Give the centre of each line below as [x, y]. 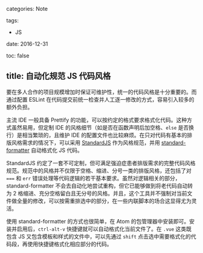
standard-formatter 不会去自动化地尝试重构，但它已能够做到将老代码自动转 [100, 186]
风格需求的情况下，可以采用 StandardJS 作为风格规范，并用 [85, 142]
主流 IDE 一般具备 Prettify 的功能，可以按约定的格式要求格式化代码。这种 [97, 120]
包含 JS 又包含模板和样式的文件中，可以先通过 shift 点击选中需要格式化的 [99, 236]
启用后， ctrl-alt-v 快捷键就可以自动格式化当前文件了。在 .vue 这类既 [104, 229]
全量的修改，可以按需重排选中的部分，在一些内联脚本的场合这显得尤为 [104, 201]
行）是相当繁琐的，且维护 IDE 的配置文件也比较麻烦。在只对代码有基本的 [97, 135]
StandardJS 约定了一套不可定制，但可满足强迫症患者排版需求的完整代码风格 [101, 163]
